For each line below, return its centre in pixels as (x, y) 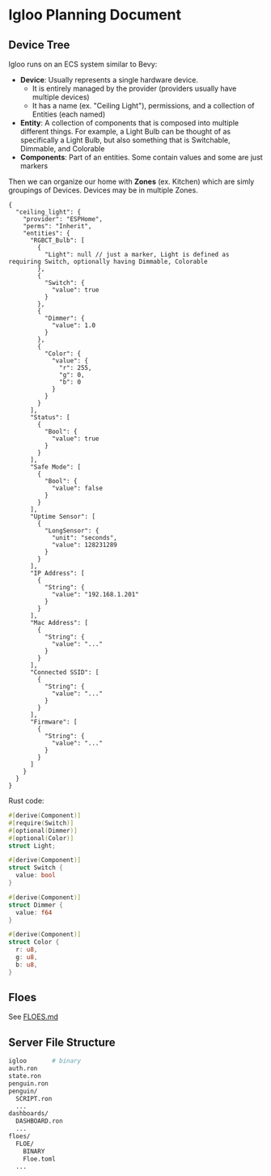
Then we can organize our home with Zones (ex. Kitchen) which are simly (131, 181)
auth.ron (23, 1069)
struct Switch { (36, 868)
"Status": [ (50, 418)
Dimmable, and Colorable (62, 149)
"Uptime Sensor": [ (62, 516)
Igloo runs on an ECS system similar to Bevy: (83, 64)
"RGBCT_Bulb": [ (57, 240)
